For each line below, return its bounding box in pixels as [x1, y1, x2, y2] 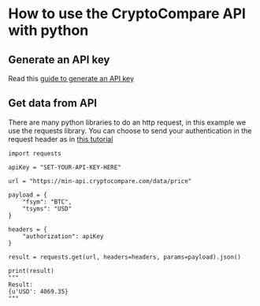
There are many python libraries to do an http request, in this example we [8, 118, 247, 127]
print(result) [8, 267, 55, 274]
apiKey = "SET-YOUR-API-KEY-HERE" [8, 163, 122, 171]
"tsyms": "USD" [22, 204, 72, 213]
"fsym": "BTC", [22, 198, 72, 206]
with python [8, 21, 89, 39]
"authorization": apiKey [22, 232, 104, 241]
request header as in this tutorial [8, 134, 113, 144]
